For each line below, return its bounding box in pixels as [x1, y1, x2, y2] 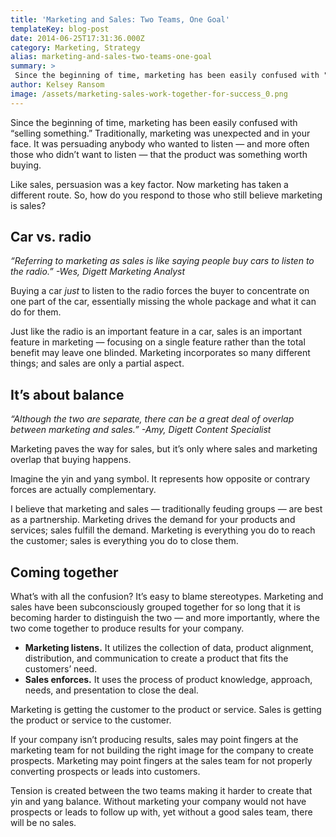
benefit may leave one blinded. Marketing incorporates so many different [10, 347, 311, 359]
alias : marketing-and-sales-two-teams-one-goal [10, 52, 213, 62]
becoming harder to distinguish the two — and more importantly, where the [10, 612, 320, 624]
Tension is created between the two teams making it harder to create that [10, 785, 313, 797]
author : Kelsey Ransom [10, 80, 105, 90]
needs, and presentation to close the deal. [24, 684, 199, 696]
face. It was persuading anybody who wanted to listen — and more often [10, 137, 310, 150]
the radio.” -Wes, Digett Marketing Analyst [10, 266, 186, 278]
